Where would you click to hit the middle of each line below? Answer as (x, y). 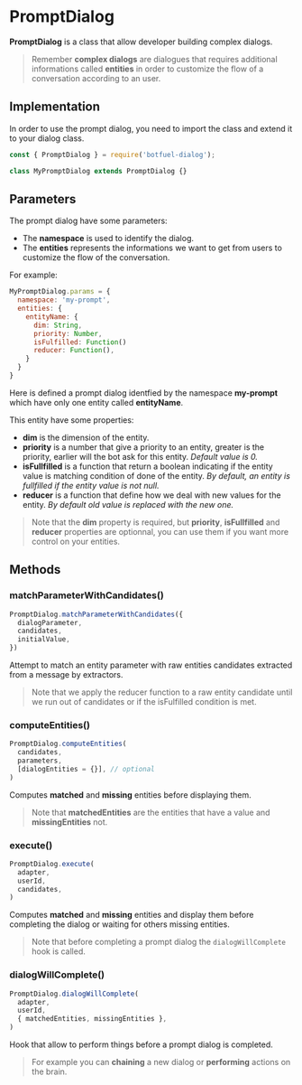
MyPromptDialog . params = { (60, 292)
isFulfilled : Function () (80, 342)
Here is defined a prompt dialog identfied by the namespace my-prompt (143, 393)
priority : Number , (68, 333)
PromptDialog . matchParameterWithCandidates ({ (96, 614)
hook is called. (58, 951)
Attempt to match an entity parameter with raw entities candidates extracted (151, 665)
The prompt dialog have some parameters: (89, 221)
